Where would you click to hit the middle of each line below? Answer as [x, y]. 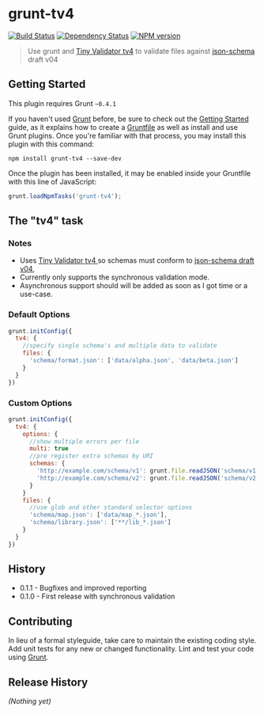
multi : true [49, 449]
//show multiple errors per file [84, 441]
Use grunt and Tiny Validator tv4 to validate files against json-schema [141, 51]
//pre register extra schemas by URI [91, 456]
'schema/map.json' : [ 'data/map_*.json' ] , [98, 515]
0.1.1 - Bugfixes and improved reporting [83, 588]
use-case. [36, 294]
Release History [48, 682]
